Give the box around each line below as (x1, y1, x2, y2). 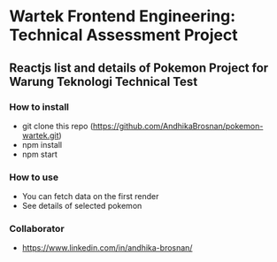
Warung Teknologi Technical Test (9, 73, 198, 89)
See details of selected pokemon (21, 201, 142, 212)
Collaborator (9, 223, 65, 235)
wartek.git (21, 130, 59, 141)
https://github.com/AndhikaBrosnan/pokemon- (92, 120, 264, 131)
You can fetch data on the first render (21, 191, 159, 202)
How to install (9, 100, 69, 112)
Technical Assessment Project (9, 25, 238, 45)
